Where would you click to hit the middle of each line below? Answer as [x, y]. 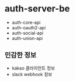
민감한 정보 [21, 55]
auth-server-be [37, 9]
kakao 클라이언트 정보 [33, 68]
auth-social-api [27, 33]
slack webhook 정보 [32, 74]
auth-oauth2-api [29, 27]
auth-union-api [27, 38]
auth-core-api [26, 22]
